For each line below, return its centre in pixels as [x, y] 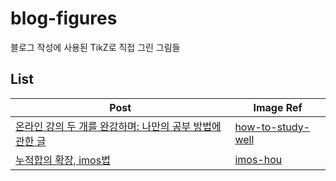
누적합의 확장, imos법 [63, 160]
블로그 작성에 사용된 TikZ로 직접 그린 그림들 [95, 47]
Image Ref [278, 107]
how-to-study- [272, 127]
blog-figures [64, 18]
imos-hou [258, 159]
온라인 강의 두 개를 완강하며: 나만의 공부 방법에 [118, 126]
